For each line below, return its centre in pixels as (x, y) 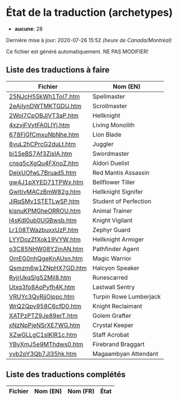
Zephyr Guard (111, 230)
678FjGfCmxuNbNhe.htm (44, 134)
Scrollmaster (110, 106)
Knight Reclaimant (117, 306)
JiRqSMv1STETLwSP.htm (44, 201)
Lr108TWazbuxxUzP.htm (44, 230)
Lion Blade (107, 134)
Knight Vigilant (113, 220)
